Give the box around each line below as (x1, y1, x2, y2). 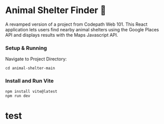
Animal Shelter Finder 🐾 (5, 5, 106, 16)
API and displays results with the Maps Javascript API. (5, 32, 119, 38)
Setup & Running (5, 44, 47, 51)
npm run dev (5, 93, 30, 98)
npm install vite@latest (5, 89, 58, 94)
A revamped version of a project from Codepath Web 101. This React (5, 21, 148, 27)
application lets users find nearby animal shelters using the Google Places (5, 26, 159, 32)
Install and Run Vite (5, 78, 54, 85)
